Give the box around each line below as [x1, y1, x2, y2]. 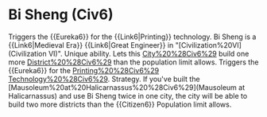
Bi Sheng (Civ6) [8, 6, 114, 24]
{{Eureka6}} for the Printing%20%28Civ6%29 [8, 65, 160, 75]
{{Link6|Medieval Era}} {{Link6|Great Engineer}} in [8, 40, 174, 49]
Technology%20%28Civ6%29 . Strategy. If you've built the [8, 74, 200, 84]
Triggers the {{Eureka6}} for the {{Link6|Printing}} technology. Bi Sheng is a [8, 32, 257, 41]
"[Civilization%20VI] [175, 40, 242, 49]
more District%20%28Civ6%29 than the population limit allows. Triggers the [8, 57, 259, 67]
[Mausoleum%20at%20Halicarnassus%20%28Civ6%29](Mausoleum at [8, 82, 246, 92]
